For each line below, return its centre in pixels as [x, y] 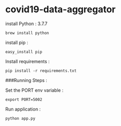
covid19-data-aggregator [60, 9]
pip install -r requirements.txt [41, 71]
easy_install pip [24, 52]
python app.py [21, 118]
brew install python [27, 33]
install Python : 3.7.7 [26, 24]
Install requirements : [27, 61]
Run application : [23, 109]
